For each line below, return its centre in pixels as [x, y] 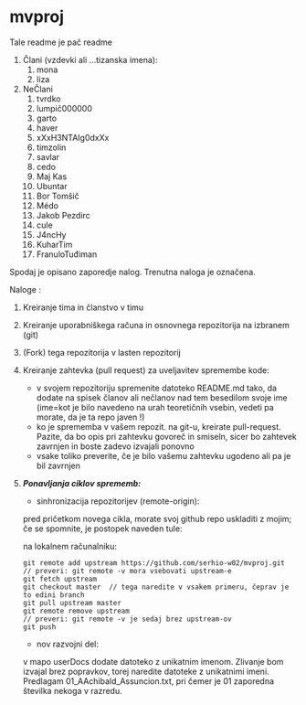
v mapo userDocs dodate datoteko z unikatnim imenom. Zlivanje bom [153, 661]
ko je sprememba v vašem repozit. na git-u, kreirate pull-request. [158, 426]
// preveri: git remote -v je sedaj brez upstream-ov [127, 619]
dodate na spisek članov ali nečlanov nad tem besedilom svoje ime [162, 397]
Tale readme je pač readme [61, 42]
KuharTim [54, 244]
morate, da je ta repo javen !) [90, 417]
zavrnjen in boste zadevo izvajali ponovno [115, 446]
